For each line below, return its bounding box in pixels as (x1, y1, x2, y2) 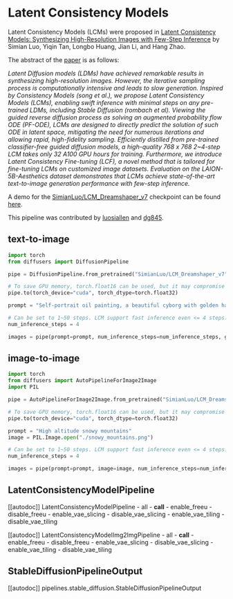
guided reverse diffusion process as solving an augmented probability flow (8, 113, 222, 122)
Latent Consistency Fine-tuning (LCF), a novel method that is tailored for (8, 157, 215, 165)
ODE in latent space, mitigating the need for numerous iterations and (8, 128, 205, 136)
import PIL (8, 383, 39, 391)
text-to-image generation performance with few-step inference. (8, 179, 190, 187)
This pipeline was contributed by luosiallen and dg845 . (8, 213, 164, 222)
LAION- (201, 164, 223, 173)
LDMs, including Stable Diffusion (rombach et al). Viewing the (29, 106, 206, 114)
